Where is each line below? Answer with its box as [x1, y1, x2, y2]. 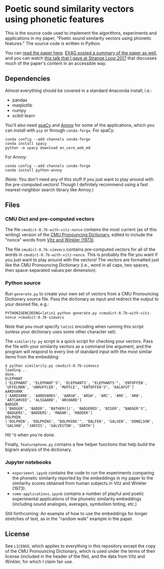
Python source [5, 280, 41, 286]
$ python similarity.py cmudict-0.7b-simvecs [5, 363, 99, 368]
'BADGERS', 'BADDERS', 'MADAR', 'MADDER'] [5, 410, 93, 415]
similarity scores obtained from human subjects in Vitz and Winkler [12, 480, 147, 486]
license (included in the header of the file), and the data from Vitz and [5, 553, 145, 559]
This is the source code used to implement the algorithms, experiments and [5, 30, 157, 36]
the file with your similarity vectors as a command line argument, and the [5, 343, 151, 349]
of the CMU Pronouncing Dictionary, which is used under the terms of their [5, 548, 156, 554]
